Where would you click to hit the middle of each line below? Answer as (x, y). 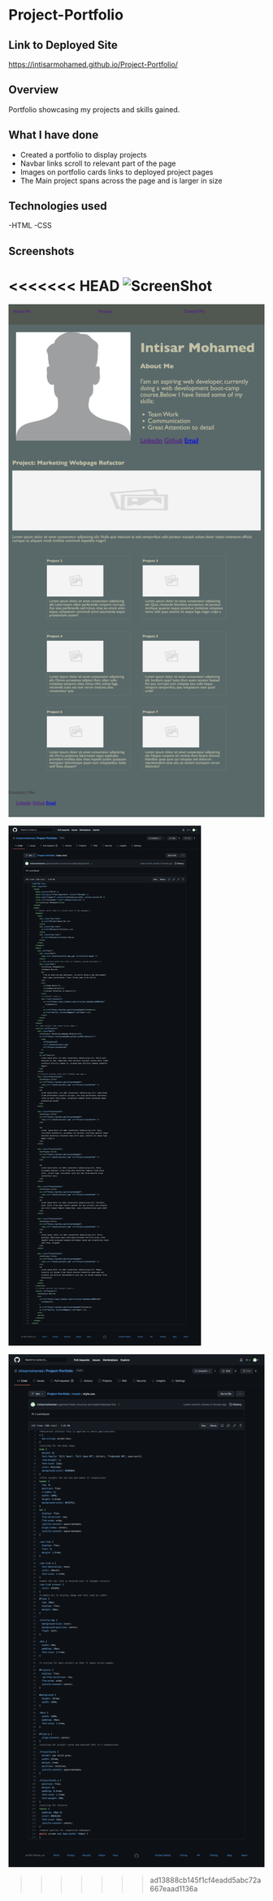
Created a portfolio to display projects (84, 154)
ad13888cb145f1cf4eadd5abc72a (206, 1880)
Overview (34, 90)
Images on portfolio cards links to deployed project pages (117, 171)
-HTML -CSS (30, 226)
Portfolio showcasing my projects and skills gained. (94, 109)
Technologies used (58, 206)
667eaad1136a (174, 1888)
